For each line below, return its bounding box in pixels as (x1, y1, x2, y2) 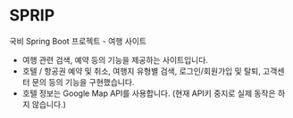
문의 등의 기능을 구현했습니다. (31, 76, 135, 87)
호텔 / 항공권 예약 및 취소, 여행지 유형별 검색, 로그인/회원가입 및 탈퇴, (21, 66, 261, 76)
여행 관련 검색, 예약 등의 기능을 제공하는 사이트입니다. (21, 54, 208, 65)
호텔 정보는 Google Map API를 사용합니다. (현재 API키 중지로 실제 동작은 (21, 88, 276, 98)
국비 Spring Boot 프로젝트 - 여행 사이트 (9, 35, 147, 46)
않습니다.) (31, 98, 67, 109)
